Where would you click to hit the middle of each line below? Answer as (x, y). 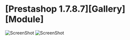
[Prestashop (31, 9)
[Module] (24, 19)
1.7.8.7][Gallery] (92, 9)
